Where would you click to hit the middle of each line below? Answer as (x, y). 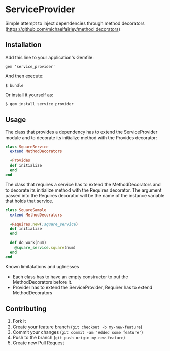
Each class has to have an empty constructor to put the (70, 277)
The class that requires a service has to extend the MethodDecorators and (83, 184)
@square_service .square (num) (45, 248)
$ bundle (14, 85)
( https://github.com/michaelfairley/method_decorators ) (63, 29)
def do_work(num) (28, 243)
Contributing (26, 309)
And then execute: (24, 76)
